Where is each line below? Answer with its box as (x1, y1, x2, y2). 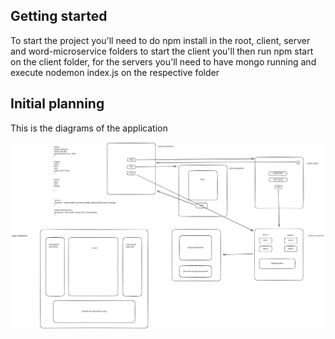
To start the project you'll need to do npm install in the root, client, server (10, 34, 311, 46)
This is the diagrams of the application (10, 122, 168, 134)
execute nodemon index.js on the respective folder (10, 66, 220, 78)
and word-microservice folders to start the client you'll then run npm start (10, 45, 314, 57)
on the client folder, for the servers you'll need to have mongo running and (10, 55, 317, 68)
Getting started (10, 8, 108, 25)
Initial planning (10, 95, 105, 113)
